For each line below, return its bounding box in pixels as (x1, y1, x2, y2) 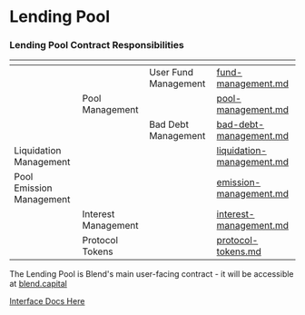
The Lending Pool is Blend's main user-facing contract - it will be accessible (9, 269, 294, 280)
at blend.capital (9, 279, 68, 290)
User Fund (149, 66, 193, 79)
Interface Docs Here (9, 296, 85, 307)
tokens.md (216, 245, 261, 258)
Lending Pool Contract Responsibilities (9, 39, 184, 52)
